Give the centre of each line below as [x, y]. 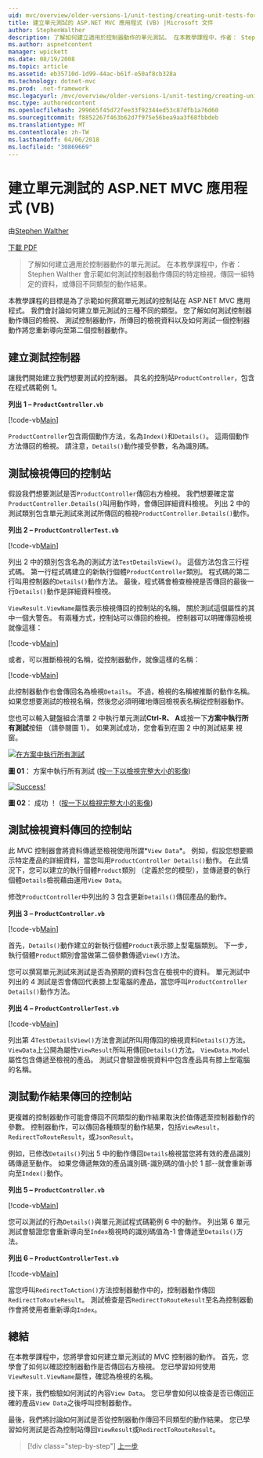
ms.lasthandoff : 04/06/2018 [54, 139]
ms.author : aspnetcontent [50, 45]
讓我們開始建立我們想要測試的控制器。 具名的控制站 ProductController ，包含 [131, 378]
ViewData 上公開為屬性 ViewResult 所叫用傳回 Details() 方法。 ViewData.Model [129, 1050]
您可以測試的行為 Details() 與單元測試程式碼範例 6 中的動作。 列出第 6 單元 [129, 1222]
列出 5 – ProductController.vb [56, 1189]
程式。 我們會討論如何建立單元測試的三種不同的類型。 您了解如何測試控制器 [130, 310]
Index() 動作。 [45, 1173]
